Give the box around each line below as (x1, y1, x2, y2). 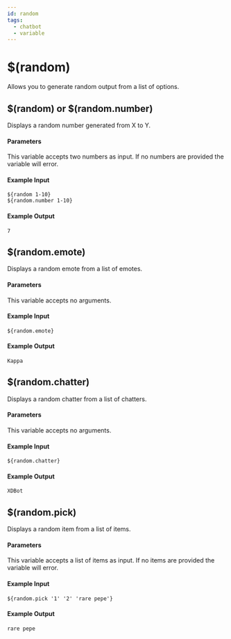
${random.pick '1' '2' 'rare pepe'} (7, 595, 113, 602)
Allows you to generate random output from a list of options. (7, 83, 180, 91)
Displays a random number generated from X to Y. (7, 121, 151, 129)
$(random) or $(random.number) (7, 102, 153, 115)
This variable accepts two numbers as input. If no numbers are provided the (7, 152, 224, 161)
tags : (7, 17, 23, 24)
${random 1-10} (7, 191, 51, 198)
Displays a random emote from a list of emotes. (7, 265, 143, 273)
